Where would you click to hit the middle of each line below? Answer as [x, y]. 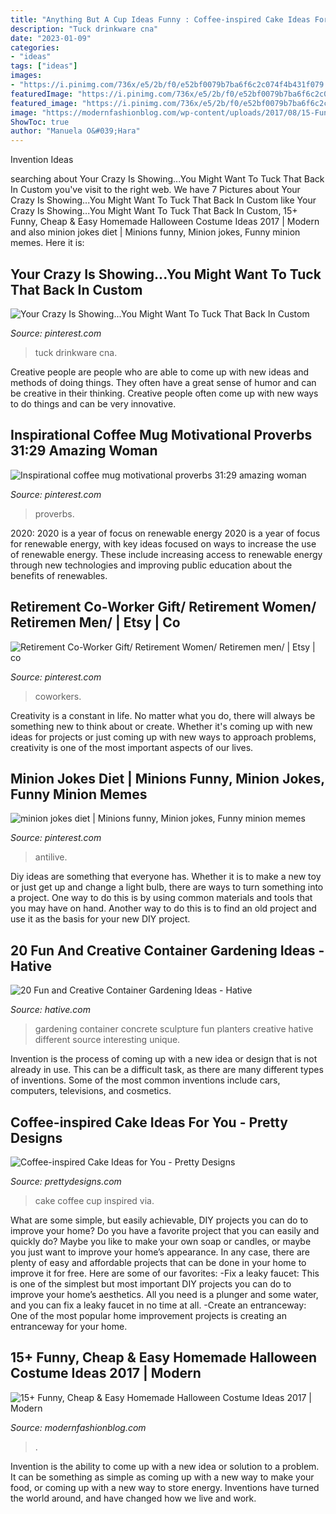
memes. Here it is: [47, 243]
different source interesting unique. [107, 1040]
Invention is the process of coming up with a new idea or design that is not [164, 1059]
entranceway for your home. [69, 1326]
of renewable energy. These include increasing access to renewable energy [166, 554]
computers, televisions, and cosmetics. [91, 1091]
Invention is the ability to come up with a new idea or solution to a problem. [165, 1466]
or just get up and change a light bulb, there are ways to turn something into [167, 887]
